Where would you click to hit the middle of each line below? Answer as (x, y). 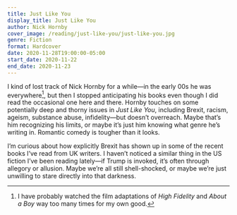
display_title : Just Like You (52, 20)
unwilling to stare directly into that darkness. (72, 176)
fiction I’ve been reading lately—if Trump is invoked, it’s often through (108, 161)
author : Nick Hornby (38, 27)
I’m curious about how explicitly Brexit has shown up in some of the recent (115, 146)
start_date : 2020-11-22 (42, 60)
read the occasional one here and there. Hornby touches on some (103, 102)
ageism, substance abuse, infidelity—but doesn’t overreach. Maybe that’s (114, 118)
